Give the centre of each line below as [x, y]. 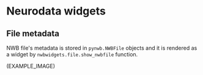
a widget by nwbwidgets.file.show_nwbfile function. [72, 54]
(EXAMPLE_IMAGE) [31, 66]
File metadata [33, 34]
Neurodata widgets [56, 11]
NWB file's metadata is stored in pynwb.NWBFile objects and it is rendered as [102, 48]
